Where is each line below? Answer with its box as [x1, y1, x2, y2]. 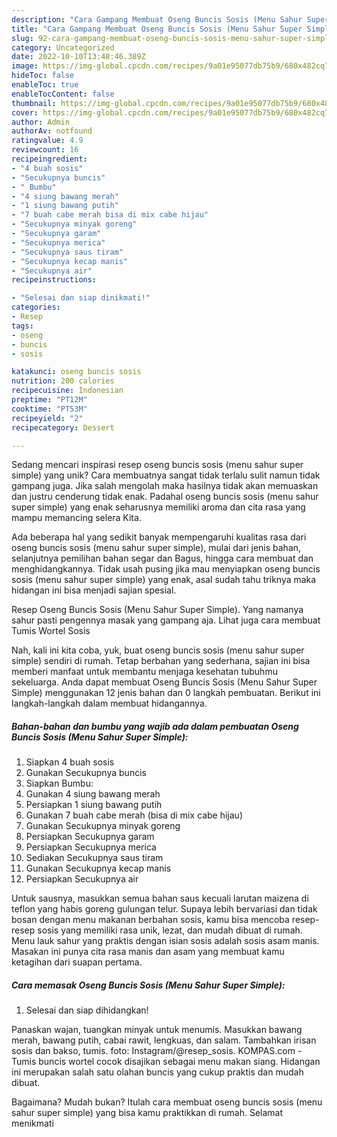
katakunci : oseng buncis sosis [11, 367, 142, 377]
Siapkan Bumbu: [25, 777, 94, 790]
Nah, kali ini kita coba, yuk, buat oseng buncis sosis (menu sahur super [11, 644, 305, 656]
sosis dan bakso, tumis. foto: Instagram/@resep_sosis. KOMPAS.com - [11, 1045, 303, 1057]
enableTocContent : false [11, 89, 115, 99]
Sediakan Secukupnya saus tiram [25, 852, 164, 864]
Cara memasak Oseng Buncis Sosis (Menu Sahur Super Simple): [11, 979, 286, 991]
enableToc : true [11, 80, 79, 90]
